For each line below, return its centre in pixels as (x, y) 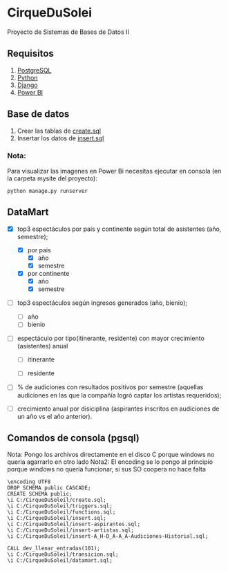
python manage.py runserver (48, 191)
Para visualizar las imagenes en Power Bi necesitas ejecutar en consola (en (114, 171)
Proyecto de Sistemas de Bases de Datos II (68, 32)
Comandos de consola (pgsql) (74, 438)
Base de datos (38, 114)
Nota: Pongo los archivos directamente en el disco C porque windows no (111, 455)
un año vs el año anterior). (55, 416)
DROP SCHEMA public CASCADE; (49, 488)
